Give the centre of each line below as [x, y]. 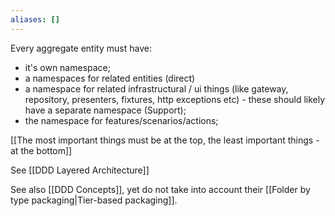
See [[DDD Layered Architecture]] [80, 170]
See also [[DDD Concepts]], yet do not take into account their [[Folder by [160, 189]
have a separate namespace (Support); [105, 110]
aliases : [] [35, 19]
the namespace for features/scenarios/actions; [121, 120]
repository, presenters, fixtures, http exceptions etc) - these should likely [175, 99]
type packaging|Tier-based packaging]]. [94, 200]
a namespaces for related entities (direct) [110, 78]
